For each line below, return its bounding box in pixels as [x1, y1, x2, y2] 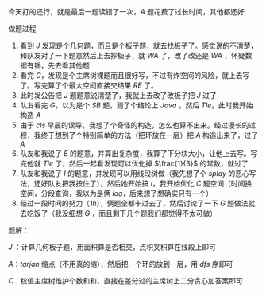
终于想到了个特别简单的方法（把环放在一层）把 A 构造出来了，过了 [40, 131, 259, 139]
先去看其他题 [47, 61, 90, 70]
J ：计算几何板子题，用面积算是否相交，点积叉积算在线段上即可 [8, 242, 216, 252]
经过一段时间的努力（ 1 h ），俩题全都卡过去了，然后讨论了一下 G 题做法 [19, 198, 249, 208]
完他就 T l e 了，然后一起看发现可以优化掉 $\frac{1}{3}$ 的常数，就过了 [19, 158, 249, 168]
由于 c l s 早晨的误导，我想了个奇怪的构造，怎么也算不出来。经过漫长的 [19, 120, 249, 130]
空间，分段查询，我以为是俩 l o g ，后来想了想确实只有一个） [19, 189, 214, 197]
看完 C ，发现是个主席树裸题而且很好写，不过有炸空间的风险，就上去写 [19, 71, 250, 80]
